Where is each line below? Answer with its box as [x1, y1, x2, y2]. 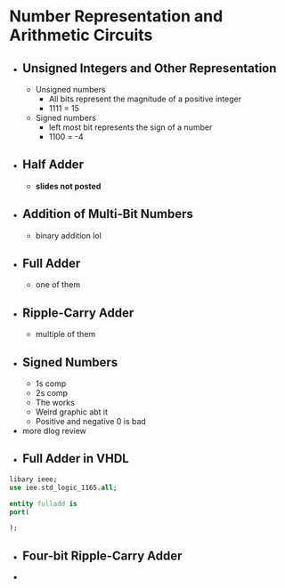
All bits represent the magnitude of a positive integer [48, 93, 242, 104]
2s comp [35, 388, 69, 399]
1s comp [35, 378, 67, 389]
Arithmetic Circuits [9, 25, 153, 45]
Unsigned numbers [35, 85, 106, 94]
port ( [9, 507, 29, 517]
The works [35, 398, 76, 408]
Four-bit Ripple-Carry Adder [21, 548, 183, 563]
